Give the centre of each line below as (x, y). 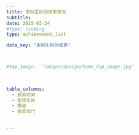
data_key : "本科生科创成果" (39, 45)
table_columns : (25, 89)
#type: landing (25, 29)
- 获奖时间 (24, 94)
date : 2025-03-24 (28, 23)
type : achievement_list (36, 35)
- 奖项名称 (24, 100)
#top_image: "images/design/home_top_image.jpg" (70, 67)
